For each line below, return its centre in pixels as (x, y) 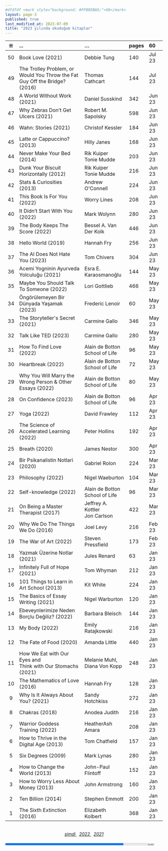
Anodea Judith (101, 713)
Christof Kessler (103, 128)
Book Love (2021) (41, 58)
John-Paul (97, 767)
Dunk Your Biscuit (40, 168)
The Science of (37, 425)
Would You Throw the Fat (49, 75)
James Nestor (101, 449)
